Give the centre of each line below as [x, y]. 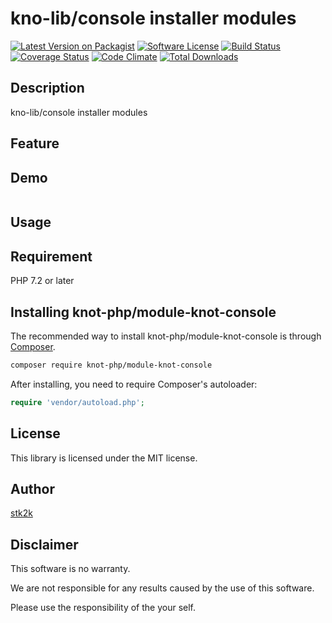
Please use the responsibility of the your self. [103, 608]
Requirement [51, 256]
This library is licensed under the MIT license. [104, 458]
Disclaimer [44, 544]
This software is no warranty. [70, 569]
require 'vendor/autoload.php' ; [77, 402]
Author [32, 488]
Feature [35, 143]
